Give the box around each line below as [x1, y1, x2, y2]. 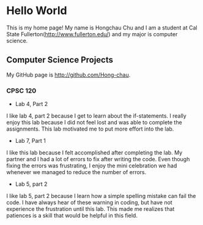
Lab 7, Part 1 [15, 137, 46, 145]
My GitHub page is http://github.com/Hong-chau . [6, 71, 131, 78]
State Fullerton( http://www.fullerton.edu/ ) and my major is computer [6, 30, 178, 37]
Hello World [6, 4, 67, 18]
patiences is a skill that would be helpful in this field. [6, 212, 138, 219]
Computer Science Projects [6, 55, 114, 65]
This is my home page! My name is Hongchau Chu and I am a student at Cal [6, 24, 197, 31]
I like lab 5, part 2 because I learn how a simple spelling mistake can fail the [6, 193, 196, 200]
